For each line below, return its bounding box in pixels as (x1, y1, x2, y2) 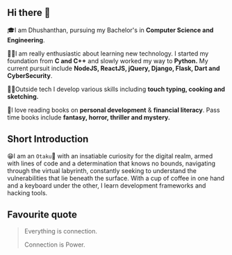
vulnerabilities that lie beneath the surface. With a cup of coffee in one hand (7, 174, 224, 182)
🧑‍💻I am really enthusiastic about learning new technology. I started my (7, 49, 209, 58)
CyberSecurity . (7, 71, 53, 80)
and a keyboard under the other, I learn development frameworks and (7, 181, 206, 190)
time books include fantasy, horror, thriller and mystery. (7, 113, 170, 122)
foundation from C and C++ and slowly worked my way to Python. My (7, 56, 208, 65)
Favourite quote (7, 209, 78, 221)
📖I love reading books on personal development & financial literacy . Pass (7, 106, 220, 114)
